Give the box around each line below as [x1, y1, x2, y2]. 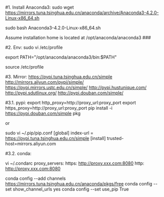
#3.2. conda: [5, 151, 32, 156]
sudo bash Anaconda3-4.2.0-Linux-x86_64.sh [5, 25, 101, 31]
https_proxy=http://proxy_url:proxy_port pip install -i [5, 105, 113, 111]
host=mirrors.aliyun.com [5, 141, 56, 146]
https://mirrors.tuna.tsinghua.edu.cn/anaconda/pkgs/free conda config [5, 181, 152, 186]
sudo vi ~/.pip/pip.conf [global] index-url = [5, 130, 94, 136]
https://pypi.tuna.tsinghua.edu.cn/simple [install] [5, 135, 106, 141]
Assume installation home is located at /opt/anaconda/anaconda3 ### [5, 35, 151, 40]
